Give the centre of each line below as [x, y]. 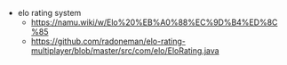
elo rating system [49, 13]
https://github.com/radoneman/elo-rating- [108, 41]
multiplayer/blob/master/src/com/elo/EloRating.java [125, 51]
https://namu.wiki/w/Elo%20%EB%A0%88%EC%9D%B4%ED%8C [154, 22]
